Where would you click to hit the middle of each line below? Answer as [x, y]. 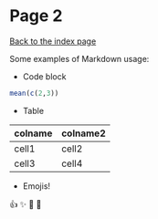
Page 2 [36, 16]
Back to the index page [53, 41]
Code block [44, 76]
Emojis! [37, 186]
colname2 [84, 133]
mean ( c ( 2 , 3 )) [34, 93]
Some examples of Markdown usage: [79, 58]
